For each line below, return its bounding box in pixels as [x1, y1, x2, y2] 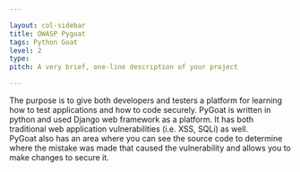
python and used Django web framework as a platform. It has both [9, 114, 254, 125]
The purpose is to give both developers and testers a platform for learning [9, 95, 282, 106]
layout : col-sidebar [9, 21, 87, 30]
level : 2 [9, 46, 42, 55]
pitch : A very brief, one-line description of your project [9, 63, 239, 72]
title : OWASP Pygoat [9, 29, 87, 39]
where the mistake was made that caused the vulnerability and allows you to [9, 142, 291, 153]
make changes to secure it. [9, 152, 109, 162]
